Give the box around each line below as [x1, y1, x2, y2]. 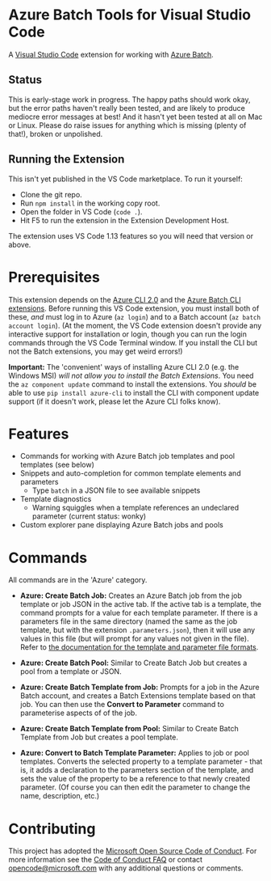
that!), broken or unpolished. [8, 129, 103, 138]
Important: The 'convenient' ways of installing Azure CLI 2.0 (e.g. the [8, 362, 240, 371]
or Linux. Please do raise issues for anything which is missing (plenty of [8, 120, 247, 130]
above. [8, 239, 31, 249]
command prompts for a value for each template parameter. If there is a [19, 608, 258, 618]
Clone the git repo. [19, 189, 82, 199]
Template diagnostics [19, 494, 92, 504]
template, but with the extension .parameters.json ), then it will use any [19, 625, 256, 635]
